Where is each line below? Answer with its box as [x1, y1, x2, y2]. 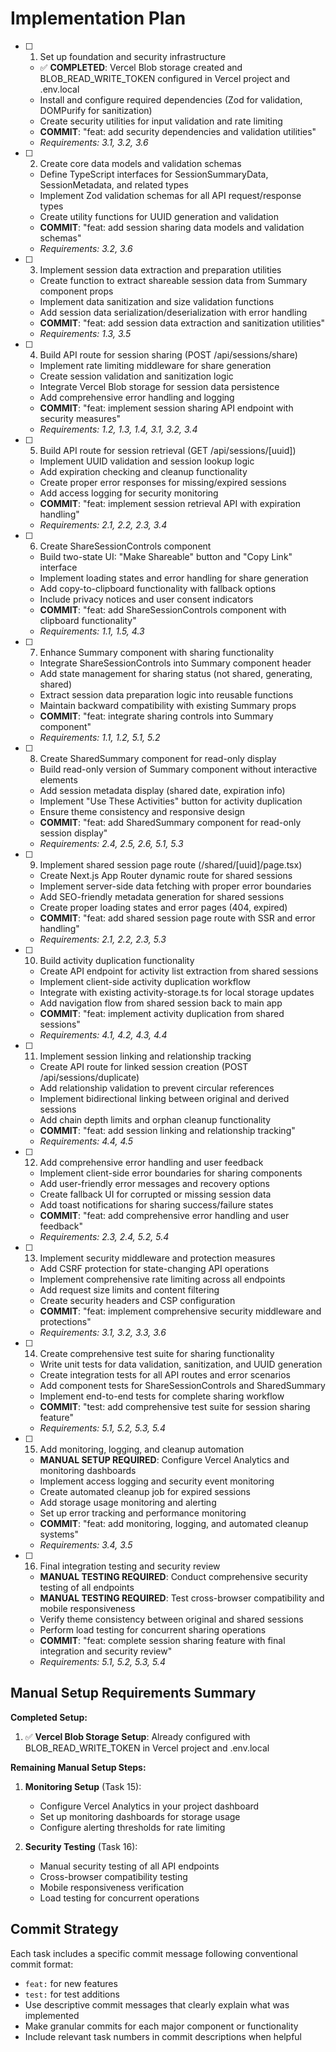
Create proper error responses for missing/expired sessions [39, 476, 287, 488]
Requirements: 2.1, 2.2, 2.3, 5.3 [39, 933, 167, 945]
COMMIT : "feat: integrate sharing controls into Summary [39, 710, 274, 722]
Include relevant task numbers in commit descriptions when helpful [24, 2030, 303, 2042]
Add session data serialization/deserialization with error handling [39, 306, 308, 318]
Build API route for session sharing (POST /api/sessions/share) [39, 348, 298, 361]
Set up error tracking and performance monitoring [39, 1507, 247, 1519]
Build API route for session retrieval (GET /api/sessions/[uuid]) [39, 444, 297, 456]
